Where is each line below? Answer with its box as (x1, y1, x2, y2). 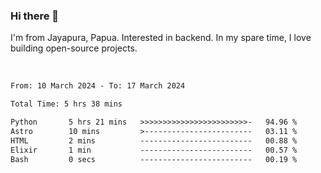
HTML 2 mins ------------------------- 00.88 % (10, 135, 298, 146)
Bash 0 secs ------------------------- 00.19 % (10, 154, 298, 164)
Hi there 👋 (10, 9, 60, 23)
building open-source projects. (10, 42, 138, 54)
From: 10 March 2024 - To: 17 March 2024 (10, 81, 186, 91)
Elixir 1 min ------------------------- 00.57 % (10, 145, 298, 155)
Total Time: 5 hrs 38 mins (10, 99, 123, 109)
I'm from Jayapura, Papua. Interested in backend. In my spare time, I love (10, 32, 312, 44)
